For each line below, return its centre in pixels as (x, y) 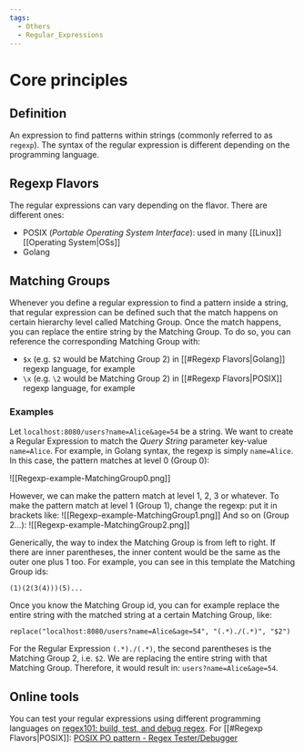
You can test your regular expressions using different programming (135, 719)
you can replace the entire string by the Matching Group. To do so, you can (150, 332)
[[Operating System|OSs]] (71, 242)
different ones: (37, 215)
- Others (34, 26)
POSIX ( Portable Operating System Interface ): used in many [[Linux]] (152, 232)
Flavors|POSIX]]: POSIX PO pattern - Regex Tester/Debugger (124, 738)
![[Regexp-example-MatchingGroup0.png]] (90, 479)
